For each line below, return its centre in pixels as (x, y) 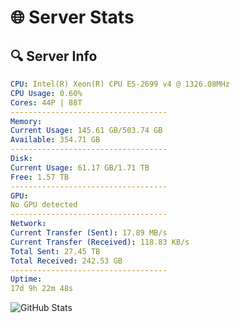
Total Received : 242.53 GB (66, 261)
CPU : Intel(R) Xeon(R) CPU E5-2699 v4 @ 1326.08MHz (120, 84)
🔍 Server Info (54, 56)
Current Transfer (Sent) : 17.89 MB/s (89, 233)
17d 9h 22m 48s (42, 289)
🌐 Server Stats (72, 17)
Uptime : (26, 279)
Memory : (26, 121)
